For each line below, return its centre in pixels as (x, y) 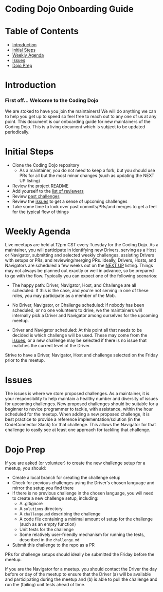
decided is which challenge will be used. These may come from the (80, 335)
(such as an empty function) (48, 524)
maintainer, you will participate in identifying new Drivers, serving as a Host (81, 250)
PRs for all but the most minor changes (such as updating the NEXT (87, 175)
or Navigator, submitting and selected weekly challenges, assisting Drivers (80, 255)
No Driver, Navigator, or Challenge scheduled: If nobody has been (78, 305)
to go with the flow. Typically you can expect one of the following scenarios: (81, 276)
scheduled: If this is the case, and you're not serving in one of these (80, 291)
